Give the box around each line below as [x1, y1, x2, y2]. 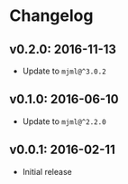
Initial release [22, 166, 72, 177]
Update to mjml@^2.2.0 [22, 115, 106, 127]
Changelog [9, 5, 94, 26]
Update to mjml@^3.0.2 [22, 65, 106, 76]
